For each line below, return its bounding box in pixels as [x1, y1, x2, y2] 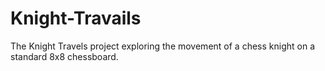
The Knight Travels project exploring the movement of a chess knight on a [10, 40, 315, 52]
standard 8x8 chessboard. [10, 50, 119, 62]
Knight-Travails [10, 7, 142, 30]
